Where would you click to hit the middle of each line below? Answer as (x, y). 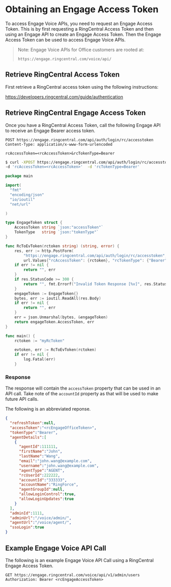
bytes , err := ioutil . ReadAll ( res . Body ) (58, 298)
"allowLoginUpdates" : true (46, 499)
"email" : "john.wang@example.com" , (55, 461)
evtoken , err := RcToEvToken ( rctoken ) (55, 350)
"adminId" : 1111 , (27, 513)
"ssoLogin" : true (27, 527)
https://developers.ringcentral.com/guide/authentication (64, 97)
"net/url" (20, 204)
